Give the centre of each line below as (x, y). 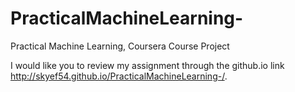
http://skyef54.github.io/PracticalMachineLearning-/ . (119, 76)
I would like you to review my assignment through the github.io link (147, 65)
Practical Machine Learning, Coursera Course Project (120, 46)
